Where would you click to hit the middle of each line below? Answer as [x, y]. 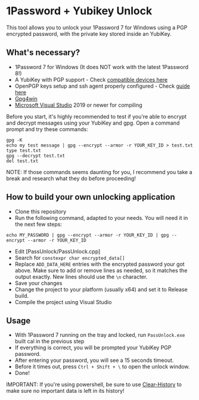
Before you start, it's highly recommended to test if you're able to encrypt [96, 116]
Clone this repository [41, 211]
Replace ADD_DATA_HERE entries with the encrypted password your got [99, 264]
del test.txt [22, 161]
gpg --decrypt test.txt [36, 156]
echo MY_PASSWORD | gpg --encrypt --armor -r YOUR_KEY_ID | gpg [88, 235]
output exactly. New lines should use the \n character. [81, 277]
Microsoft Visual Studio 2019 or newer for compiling [78, 105]
